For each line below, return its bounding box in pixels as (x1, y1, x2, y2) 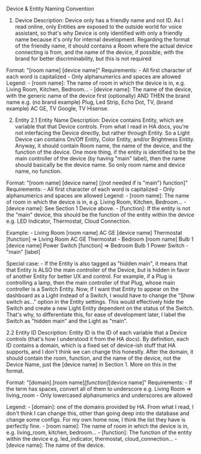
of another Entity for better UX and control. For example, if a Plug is (6, 273, 173, 280)
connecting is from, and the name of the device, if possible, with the (14, 49, 184, 56)
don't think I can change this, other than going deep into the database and (6, 410, 190, 417)
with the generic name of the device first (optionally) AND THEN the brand (6, 92, 190, 99)
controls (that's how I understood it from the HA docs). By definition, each (6, 336, 189, 342)
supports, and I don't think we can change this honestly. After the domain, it (6, 348, 194, 355)
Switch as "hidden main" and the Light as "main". (6, 318, 128, 324)
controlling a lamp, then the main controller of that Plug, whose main (6, 279, 175, 286)
